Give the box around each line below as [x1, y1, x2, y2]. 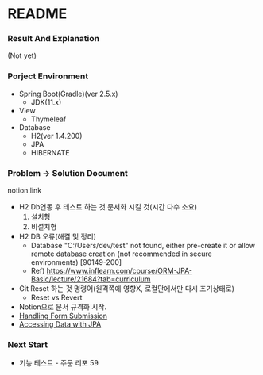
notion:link [7, 186, 42, 195]
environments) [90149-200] [30, 258, 122, 267]
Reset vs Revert [30, 293, 83, 302]
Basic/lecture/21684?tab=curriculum [30, 274, 151, 284]
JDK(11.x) [30, 97, 62, 107]
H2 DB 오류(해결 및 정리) [18, 232, 97, 242]
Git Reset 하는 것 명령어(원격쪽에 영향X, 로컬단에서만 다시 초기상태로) [18, 284, 235, 293]
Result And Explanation [7, 33, 100, 44]
